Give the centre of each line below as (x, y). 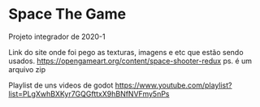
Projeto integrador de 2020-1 (57, 36)
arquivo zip (27, 69)
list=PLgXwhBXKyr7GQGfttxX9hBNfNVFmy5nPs (89, 93)
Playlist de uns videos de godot (61, 85)
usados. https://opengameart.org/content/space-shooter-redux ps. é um (130, 61)
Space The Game (67, 14)
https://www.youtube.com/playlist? (173, 85)
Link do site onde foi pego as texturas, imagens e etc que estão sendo (126, 52)
